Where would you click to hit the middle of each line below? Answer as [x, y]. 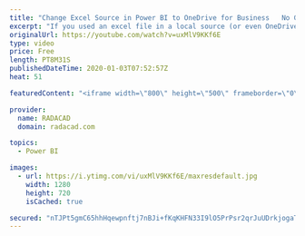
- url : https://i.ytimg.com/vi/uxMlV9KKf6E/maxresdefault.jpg [138, 176]
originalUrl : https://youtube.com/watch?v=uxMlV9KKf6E [115, 34]
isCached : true [54, 202]
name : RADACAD [44, 118]
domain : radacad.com [56, 127]
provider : [28, 110]
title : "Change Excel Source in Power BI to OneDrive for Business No [150, 18]
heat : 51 [26, 77]
